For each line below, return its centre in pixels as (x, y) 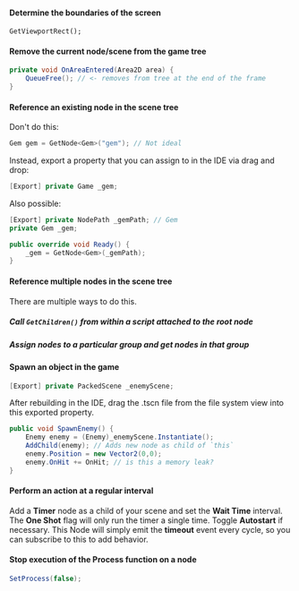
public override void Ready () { (69, 244)
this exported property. (52, 413)
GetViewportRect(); (46, 31)
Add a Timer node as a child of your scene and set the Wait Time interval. (146, 510)
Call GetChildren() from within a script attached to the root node (131, 321)
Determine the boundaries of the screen (85, 13)
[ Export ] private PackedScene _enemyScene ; (92, 386)
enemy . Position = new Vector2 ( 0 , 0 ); (94, 454)
